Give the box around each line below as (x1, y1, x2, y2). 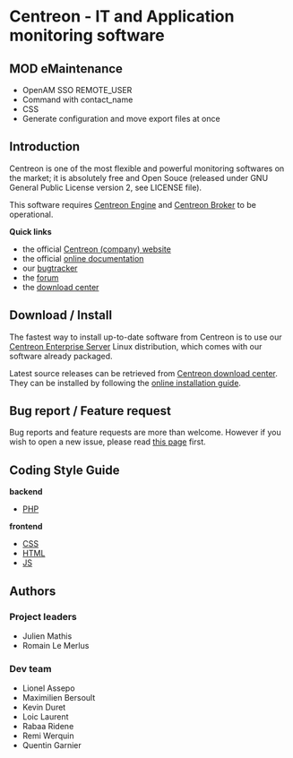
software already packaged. (9, 350, 114, 361)
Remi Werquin (22, 730, 74, 741)
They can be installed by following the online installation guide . (9, 377, 242, 388)
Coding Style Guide (9, 462, 120, 478)
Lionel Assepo (22, 683, 75, 693)
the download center (22, 281, 99, 292)
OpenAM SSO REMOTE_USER (22, 85, 133, 95)
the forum (22, 271, 59, 283)
